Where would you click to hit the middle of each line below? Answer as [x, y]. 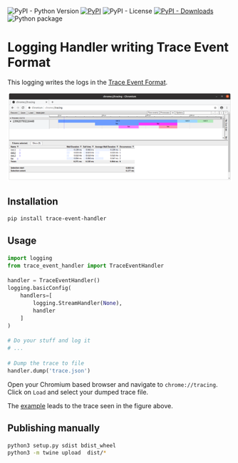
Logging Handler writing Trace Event [118, 47]
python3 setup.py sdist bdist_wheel [62, 445]
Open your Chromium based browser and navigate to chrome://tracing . [113, 384]
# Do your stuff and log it [49, 341]
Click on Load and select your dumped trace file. [78, 392]
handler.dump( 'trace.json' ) [49, 370]
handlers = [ [36, 296]
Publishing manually [54, 428]
